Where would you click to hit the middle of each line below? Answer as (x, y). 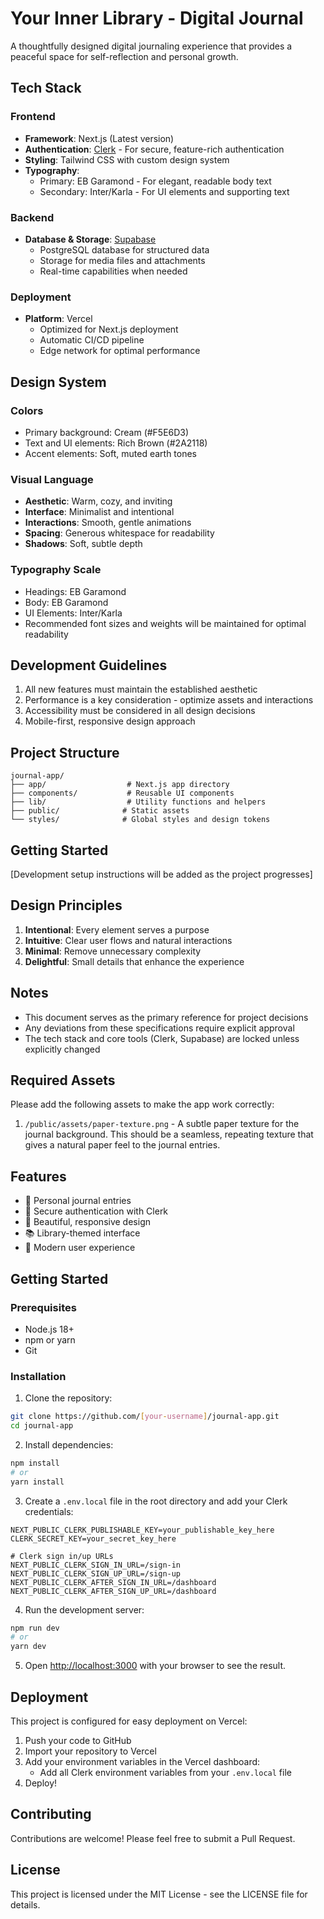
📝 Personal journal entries (78, 1201)
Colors (27, 410)
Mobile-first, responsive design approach (110, 721)
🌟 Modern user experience (80, 1248)
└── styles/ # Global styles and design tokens (140, 820)
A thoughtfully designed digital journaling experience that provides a (151, 46)
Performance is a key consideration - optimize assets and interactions (169, 700)
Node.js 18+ (49, 1329)
